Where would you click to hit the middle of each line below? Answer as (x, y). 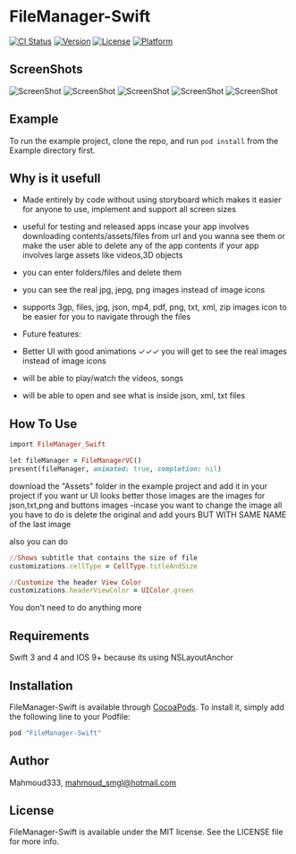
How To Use (43, 424)
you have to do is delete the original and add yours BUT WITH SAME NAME (148, 514)
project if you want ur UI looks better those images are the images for (137, 495)
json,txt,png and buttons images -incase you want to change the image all (146, 505)
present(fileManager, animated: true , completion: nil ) (115, 469)
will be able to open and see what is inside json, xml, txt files (134, 396)
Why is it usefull (55, 178)
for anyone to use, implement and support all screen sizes (129, 209)
